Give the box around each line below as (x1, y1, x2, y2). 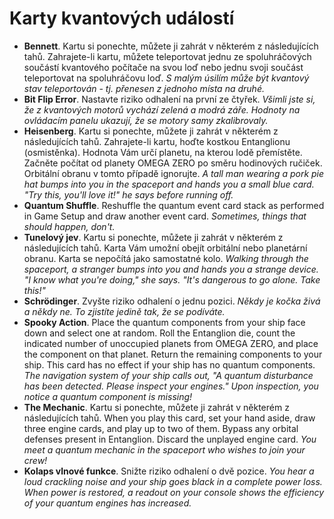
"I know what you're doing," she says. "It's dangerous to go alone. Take (23, 273, 321, 286)
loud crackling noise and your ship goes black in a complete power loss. (23, 475, 323, 487)
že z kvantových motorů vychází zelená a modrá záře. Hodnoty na (23, 103, 301, 116)
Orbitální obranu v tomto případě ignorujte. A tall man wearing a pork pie (23, 167, 325, 179)
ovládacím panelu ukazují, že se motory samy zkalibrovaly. (23, 114, 269, 126)
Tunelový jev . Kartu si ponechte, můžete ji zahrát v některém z (23, 231, 284, 243)
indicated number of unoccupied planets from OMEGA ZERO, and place (23, 337, 319, 349)
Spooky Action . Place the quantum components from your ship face (23, 316, 306, 328)
